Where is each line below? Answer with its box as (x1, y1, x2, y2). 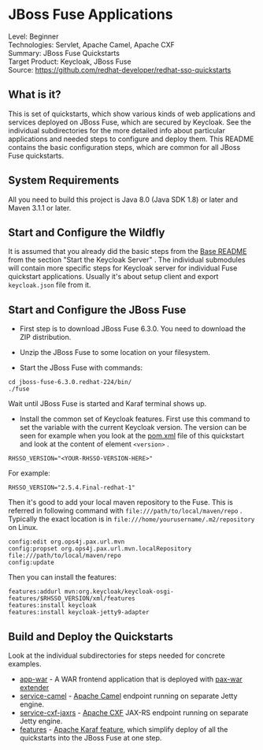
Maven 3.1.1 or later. (8, 203, 72, 212)
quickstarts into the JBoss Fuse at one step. (19, 733, 162, 742)
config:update (8, 558, 55, 567)
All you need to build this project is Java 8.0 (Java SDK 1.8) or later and (8, 195, 239, 204)
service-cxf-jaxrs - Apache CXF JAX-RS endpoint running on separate (19, 708, 249, 717)
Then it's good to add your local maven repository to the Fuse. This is (8, 498, 234, 507)
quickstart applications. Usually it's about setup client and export (8, 272, 219, 282)
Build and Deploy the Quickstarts (8, 629, 173, 644)
